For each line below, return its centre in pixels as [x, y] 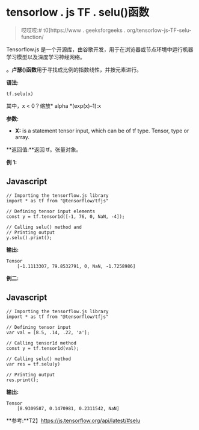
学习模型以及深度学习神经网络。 [46, 57]
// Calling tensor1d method [41, 343]
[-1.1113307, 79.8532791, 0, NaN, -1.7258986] [76, 266]
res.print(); [23, 380]
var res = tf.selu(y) [33, 364]
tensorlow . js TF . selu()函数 [78, 12]
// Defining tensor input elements [51, 211]
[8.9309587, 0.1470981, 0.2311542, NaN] [68, 408]
